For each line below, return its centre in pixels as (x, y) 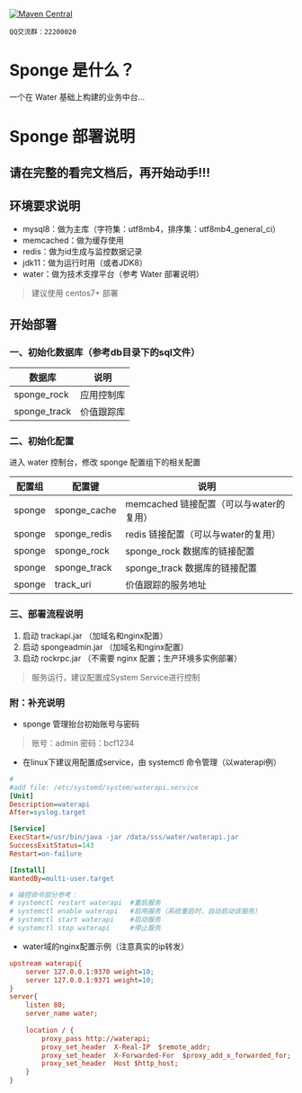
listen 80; (46, 1005)
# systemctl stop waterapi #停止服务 (85, 929)
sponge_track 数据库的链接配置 (191, 568)
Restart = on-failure (46, 854)
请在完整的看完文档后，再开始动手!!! (110, 172)
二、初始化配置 (42, 440)
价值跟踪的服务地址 (166, 585)
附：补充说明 (37, 703)
